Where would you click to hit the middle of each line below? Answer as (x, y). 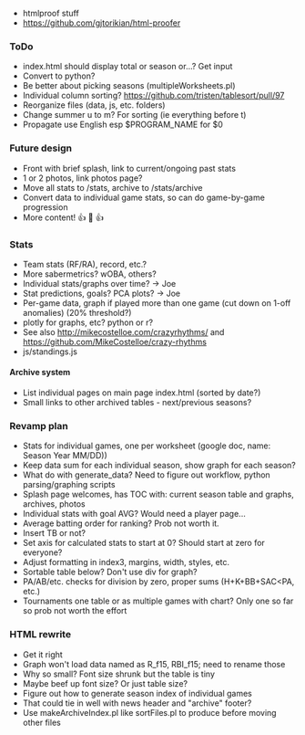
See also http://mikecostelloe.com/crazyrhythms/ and (123, 331)
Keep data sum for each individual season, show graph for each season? (159, 466)
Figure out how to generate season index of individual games (137, 693)
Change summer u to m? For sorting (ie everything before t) (134, 115)
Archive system (40, 373)
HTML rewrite (40, 635)
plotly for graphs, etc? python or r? (87, 322)
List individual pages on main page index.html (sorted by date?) (142, 393)
